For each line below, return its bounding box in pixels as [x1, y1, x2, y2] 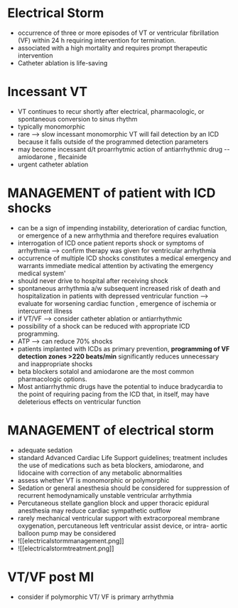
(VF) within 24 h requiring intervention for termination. [17, 36, 176, 44]
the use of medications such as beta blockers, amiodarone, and [17, 461, 205, 469]
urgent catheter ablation [17, 160, 89, 169]
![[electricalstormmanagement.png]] [17, 536, 124, 545]
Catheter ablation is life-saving [17, 58, 108, 67]
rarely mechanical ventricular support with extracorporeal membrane [17, 513, 220, 522]
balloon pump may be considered [17, 528, 117, 538]
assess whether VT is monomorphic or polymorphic [17, 476, 170, 484]
